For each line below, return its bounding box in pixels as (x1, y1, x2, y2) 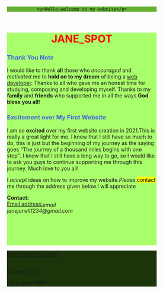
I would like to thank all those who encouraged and (7, 67, 132, 74)
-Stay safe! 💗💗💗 (7, 280, 46, 287)
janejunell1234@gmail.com (7, 207, 73, 215)
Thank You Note (7, 53, 55, 61)
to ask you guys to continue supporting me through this (7, 158, 142, 165)
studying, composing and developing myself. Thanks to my (7, 86, 151, 93)
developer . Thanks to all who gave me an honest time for (7, 80, 146, 87)
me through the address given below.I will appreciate (7, 182, 136, 190)
